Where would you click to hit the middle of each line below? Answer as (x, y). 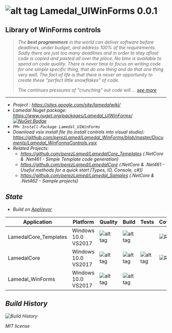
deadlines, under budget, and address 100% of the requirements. (87, 48)
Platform (83, 221)
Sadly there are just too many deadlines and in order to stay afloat (88, 53)
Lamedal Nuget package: (39, 110)
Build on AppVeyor (32, 209)
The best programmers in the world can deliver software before (86, 42)
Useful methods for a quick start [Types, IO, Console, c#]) (82, 170)
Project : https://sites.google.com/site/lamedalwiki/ (67, 105)
